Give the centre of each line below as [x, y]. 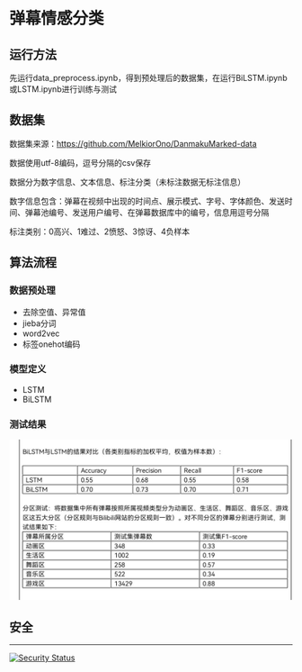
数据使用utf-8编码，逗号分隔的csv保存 [80, 162]
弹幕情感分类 [57, 18]
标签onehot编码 [51, 344]
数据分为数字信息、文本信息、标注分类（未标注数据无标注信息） [127, 182]
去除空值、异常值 [54, 312]
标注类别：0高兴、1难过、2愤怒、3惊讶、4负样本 [100, 232]
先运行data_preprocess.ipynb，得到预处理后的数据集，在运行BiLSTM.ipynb [148, 78]
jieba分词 [39, 323]
